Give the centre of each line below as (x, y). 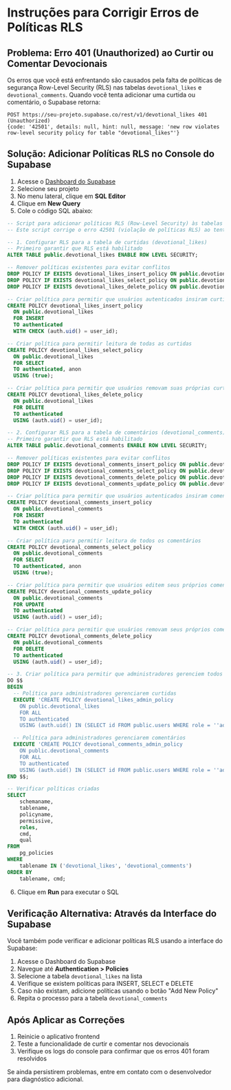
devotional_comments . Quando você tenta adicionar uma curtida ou (101, 95)
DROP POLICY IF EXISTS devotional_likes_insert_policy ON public (102, 274)
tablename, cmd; (43, 879)
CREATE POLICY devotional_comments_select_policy (80, 547)
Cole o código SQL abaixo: (55, 210)
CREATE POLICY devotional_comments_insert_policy (80, 503)
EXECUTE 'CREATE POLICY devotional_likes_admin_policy (93, 700)
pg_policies (36, 853)
